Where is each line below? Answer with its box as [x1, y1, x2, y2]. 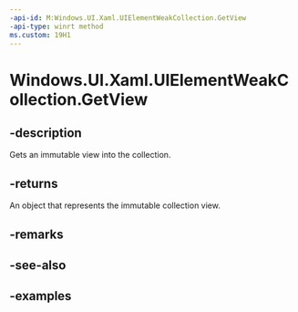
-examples [9, 288, 72, 304]
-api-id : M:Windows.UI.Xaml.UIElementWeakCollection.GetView [9, 13, 247, 23]
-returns [9, 175, 58, 192]
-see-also [9, 257, 67, 273]
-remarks [9, 226, 64, 242]
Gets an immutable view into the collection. [9, 150, 171, 161]
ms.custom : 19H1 [9, 30, 71, 39]
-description [9, 125, 82, 140]
